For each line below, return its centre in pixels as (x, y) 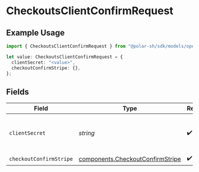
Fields (18, 92)
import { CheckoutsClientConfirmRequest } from (66, 46)
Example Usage (36, 33)
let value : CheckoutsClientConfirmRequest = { (65, 57)
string (86, 133)
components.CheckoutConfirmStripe (130, 159)
